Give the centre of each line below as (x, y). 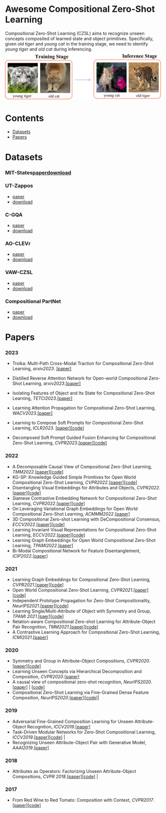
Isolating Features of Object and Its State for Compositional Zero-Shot (83, 393)
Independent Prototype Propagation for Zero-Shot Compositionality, (82, 601)
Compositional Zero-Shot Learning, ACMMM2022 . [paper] (71, 514)
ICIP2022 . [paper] (30, 556)
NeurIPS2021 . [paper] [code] (41, 606)
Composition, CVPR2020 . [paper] (46, 677)
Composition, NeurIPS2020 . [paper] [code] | (56, 698)
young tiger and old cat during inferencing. (49, 49)
